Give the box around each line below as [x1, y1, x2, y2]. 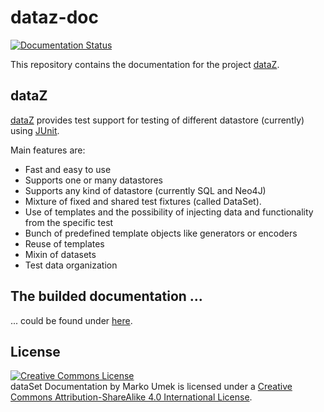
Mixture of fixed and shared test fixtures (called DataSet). [24, 195, 262, 207]
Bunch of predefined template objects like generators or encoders [24, 227, 298, 239]
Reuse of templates [24, 237, 105, 250]
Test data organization [24, 259, 118, 271]
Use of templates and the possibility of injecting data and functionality [24, 206, 314, 218]
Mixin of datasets [24, 248, 97, 260]
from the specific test [24, 216, 114, 228]
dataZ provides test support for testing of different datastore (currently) [10, 114, 305, 126]
